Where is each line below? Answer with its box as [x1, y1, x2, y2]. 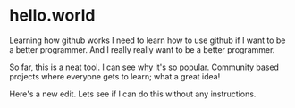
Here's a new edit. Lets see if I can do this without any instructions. [9, 88, 257, 99]
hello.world [9, 5, 96, 26]
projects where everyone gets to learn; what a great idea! [9, 71, 221, 81]
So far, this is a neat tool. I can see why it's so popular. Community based [9, 62, 280, 72]
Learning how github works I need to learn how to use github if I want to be [9, 35, 286, 46]
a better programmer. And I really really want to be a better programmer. [9, 44, 275, 54]
